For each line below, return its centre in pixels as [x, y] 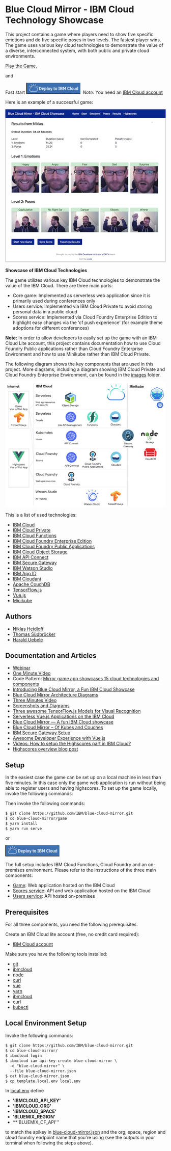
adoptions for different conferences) [51, 328]
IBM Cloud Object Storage [40, 552]
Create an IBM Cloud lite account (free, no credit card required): [72, 934]
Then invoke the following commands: [45, 804]
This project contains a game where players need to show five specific [79, 34]
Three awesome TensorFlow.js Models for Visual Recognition [77, 711]
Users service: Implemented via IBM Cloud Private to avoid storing [82, 306]
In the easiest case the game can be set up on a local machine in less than [83, 778]
